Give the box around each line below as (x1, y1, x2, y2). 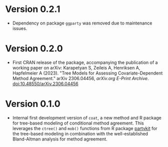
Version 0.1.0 (5, 98, 61, 109)
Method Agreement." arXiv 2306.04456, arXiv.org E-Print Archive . (12, 75, 149, 81)
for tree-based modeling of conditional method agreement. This (12, 120, 144, 126)
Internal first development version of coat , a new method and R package (12, 114, 161, 120)
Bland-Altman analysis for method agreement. (12, 136, 107, 142)
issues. (12, 25, 27, 31)
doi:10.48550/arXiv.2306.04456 (12, 80, 78, 86)
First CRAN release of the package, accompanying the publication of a (12, 59, 158, 65)
